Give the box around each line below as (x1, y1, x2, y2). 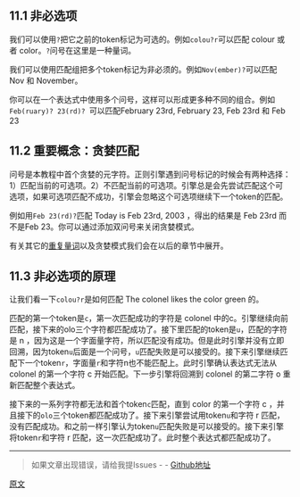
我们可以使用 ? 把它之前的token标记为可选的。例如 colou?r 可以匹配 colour (9, 34, 275, 45)
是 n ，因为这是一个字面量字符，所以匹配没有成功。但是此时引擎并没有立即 (9, 335, 285, 346)
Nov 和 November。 (9, 75, 83, 86)
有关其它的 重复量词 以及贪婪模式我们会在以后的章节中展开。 (9, 240, 229, 251)
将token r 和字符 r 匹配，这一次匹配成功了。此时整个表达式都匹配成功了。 (9, 432, 276, 443)
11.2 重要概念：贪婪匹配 (9, 144, 140, 159)
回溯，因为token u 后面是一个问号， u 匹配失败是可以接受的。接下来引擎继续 (9, 346, 280, 357)
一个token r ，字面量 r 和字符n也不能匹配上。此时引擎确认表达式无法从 (24, 358, 278, 369)
